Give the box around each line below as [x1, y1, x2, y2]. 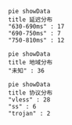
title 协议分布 [8, 89, 53, 97]
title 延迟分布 [8, 16, 53, 24]
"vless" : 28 [8, 96, 51, 104]
